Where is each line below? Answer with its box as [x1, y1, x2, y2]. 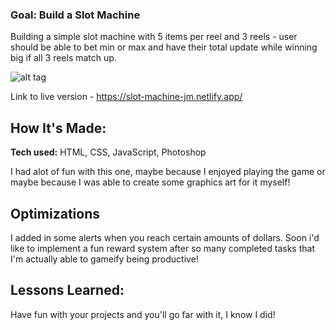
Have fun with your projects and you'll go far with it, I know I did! [10, 308, 276, 320]
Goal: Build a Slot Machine [10, 8, 141, 22]
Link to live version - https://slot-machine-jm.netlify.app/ [10, 91, 243, 103]
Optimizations [10, 205, 100, 222]
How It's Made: [10, 119, 107, 137]
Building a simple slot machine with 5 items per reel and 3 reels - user [10, 31, 298, 43]
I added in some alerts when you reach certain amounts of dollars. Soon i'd [10, 231, 320, 243]
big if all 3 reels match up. [10, 52, 117, 64]
